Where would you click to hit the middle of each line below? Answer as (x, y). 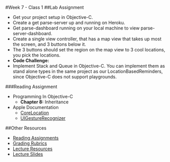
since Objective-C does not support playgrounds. (65, 77)
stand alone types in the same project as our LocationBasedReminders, (88, 71)
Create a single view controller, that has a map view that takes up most (87, 39)
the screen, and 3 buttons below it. (49, 44)
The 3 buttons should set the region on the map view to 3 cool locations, (89, 50)
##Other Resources (26, 128)
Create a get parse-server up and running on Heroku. (69, 23)
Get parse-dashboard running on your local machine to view (76, 28)
